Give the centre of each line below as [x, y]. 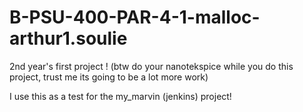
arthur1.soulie [68, 38]
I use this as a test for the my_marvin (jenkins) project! [120, 96]
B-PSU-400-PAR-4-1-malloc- [135, 17]
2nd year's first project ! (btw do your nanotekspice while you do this [151, 66]
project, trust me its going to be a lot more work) [109, 77]
